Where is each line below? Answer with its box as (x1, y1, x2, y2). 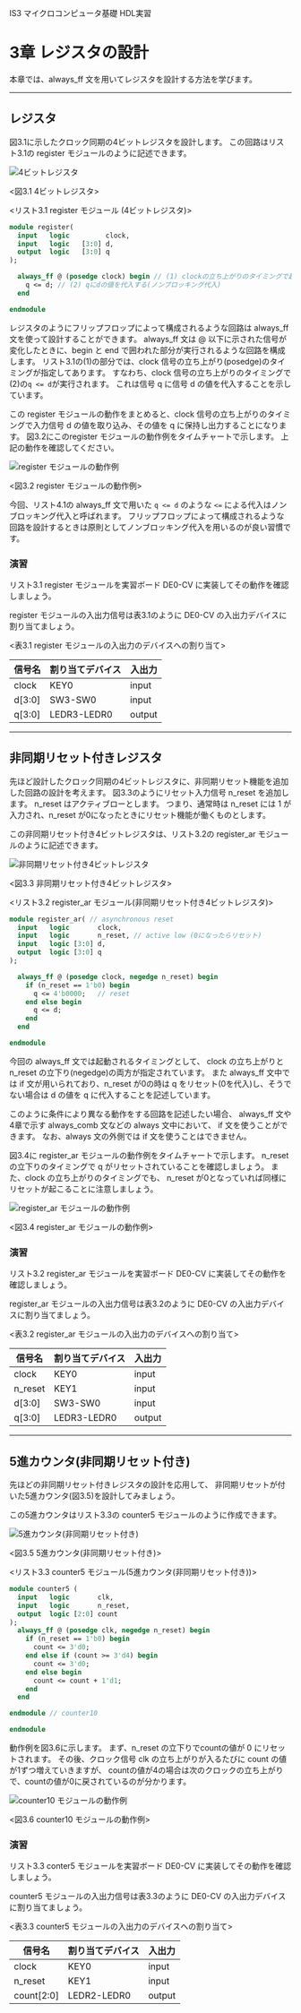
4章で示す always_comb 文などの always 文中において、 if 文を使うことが (9, 1119, 280, 1131)
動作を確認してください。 (24, 442, 119, 452)
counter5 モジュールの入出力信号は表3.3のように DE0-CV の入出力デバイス (9, 1891, 287, 1902)
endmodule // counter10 (9, 1709, 99, 1718)
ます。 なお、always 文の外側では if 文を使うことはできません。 (16, 1131, 253, 1141)
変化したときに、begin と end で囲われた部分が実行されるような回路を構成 (9, 344, 286, 356)
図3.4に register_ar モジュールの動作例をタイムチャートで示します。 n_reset (9, 1149, 289, 1160)
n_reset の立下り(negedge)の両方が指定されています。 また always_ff (9, 1067, 264, 1078)
